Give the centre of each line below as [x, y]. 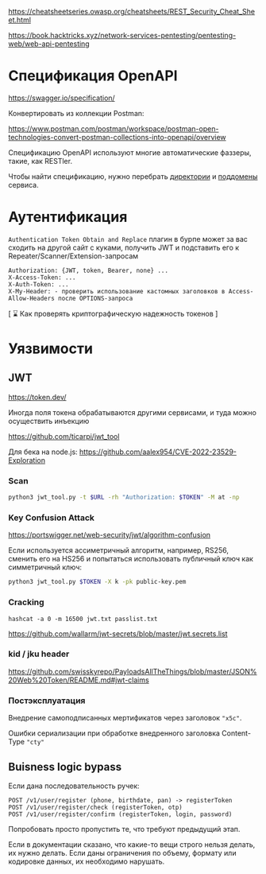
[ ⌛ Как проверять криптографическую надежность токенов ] [113, 313]
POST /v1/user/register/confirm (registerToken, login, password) [120, 814]
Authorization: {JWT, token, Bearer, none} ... [89, 270]
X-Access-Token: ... [42, 278]
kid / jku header [39, 654]
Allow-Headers [32, 298]
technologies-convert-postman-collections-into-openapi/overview [117, 137]
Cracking [27, 602]
